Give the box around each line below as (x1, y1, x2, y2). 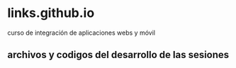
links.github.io (7, 5, 95, 21)
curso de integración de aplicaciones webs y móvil (7, 28, 156, 37)
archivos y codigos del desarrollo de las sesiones (7, 49, 230, 61)
